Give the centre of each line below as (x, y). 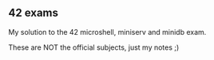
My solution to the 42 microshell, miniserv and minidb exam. (107, 32)
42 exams (33, 13)
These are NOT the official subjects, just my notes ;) (94, 47)
